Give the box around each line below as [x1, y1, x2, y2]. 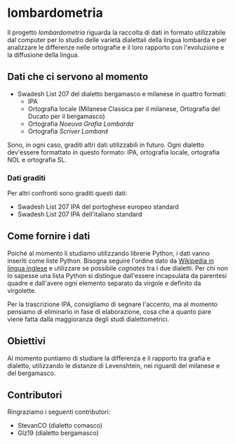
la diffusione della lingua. [7, 51, 79, 59]
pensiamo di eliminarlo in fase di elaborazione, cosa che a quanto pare [7, 307, 212, 315]
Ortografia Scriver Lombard [27, 126, 108, 135]
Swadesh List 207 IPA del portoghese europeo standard [17, 202, 179, 211]
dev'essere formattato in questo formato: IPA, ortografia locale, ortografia [7, 148, 220, 156]
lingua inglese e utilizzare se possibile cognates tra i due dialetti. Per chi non [7, 263, 228, 272]
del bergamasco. [7, 369, 56, 377]
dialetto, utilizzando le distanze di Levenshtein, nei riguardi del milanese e [7, 361, 220, 370]
